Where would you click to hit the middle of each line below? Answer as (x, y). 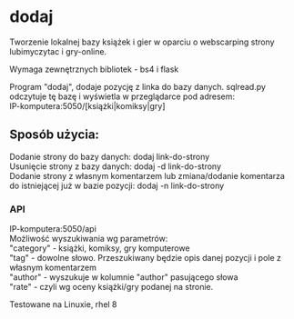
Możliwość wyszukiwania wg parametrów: (89, 239)
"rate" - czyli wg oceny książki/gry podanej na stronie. (112, 287)
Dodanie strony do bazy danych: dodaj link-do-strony (110, 156)
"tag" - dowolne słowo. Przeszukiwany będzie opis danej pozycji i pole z (146, 258)
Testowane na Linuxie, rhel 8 (63, 304)
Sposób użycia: (55, 135)
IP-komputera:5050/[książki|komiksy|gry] (87, 105)
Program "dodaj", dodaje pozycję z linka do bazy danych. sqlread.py (138, 86)
